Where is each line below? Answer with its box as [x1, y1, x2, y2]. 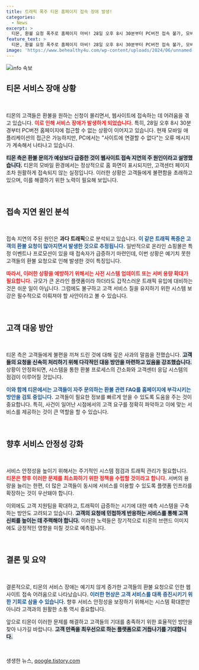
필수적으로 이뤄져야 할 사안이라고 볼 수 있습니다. [17, 292, 128, 300]
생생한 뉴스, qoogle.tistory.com [6, 657, 81, 664]
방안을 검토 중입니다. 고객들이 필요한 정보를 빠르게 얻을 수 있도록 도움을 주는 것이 [6, 393, 192, 401]
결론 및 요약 [6, 555, 46, 565]
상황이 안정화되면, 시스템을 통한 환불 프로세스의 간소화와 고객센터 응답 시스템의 [6, 366, 188, 373]
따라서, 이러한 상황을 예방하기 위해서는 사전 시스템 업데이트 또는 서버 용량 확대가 [6, 270, 188, 277]
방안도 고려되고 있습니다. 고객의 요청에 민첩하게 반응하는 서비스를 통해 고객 [17, 510, 188, 516]
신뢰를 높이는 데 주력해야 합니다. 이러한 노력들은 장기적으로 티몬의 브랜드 [6, 517, 173, 524]
